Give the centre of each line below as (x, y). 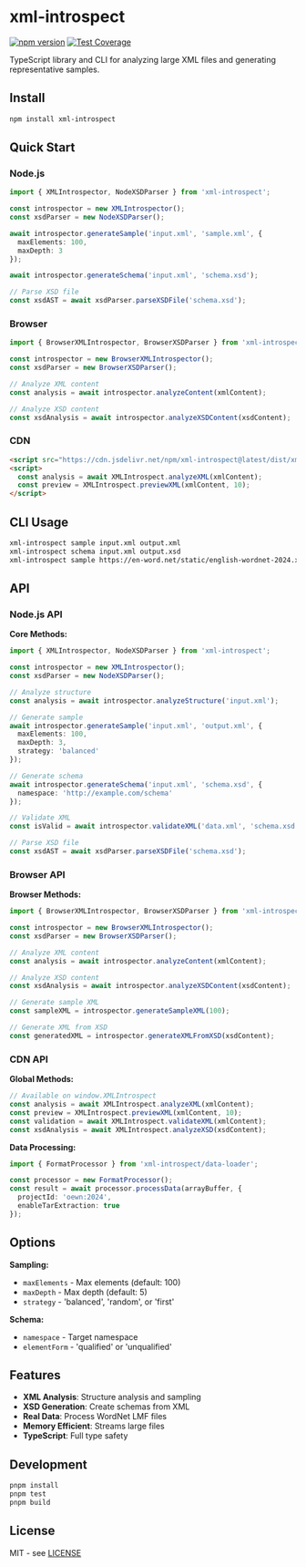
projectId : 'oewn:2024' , (65, 1197)
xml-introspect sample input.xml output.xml (95, 543)
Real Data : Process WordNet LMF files (94, 1417)
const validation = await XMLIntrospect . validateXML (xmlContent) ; (138, 1121)
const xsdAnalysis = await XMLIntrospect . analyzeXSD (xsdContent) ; (138, 1129)
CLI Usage (39, 522)
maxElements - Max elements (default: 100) (102, 1282)
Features (35, 1375)
